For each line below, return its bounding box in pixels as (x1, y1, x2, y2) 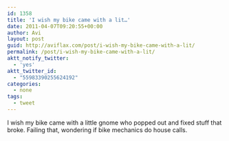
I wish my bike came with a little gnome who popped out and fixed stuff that (7, 118, 222, 127)
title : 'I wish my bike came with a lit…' (7, 17, 131, 23)
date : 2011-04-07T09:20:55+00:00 (7, 23, 103, 30)
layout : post (7, 36, 45, 43)
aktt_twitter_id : (7, 67, 57, 74)
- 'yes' (13, 61, 36, 68)
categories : (7, 80, 41, 87)
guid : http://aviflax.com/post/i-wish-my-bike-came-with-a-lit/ (7, 42, 195, 49)
